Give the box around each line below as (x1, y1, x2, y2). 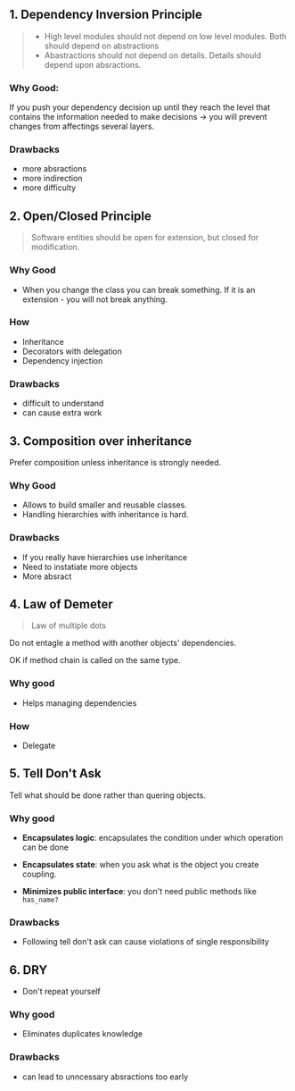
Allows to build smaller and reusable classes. (21, 499, 187, 510)
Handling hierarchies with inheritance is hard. (21, 509, 189, 520)
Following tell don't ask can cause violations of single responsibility (21, 936, 270, 947)
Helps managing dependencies (21, 697, 137, 709)
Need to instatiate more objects (21, 561, 138, 572)
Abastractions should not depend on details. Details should (44, 49, 261, 61)
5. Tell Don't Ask (9, 766, 102, 781)
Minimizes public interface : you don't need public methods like (21, 886, 257, 897)
